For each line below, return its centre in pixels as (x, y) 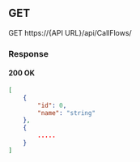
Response (28, 53)
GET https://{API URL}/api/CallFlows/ (70, 32)
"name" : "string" (66, 113)
